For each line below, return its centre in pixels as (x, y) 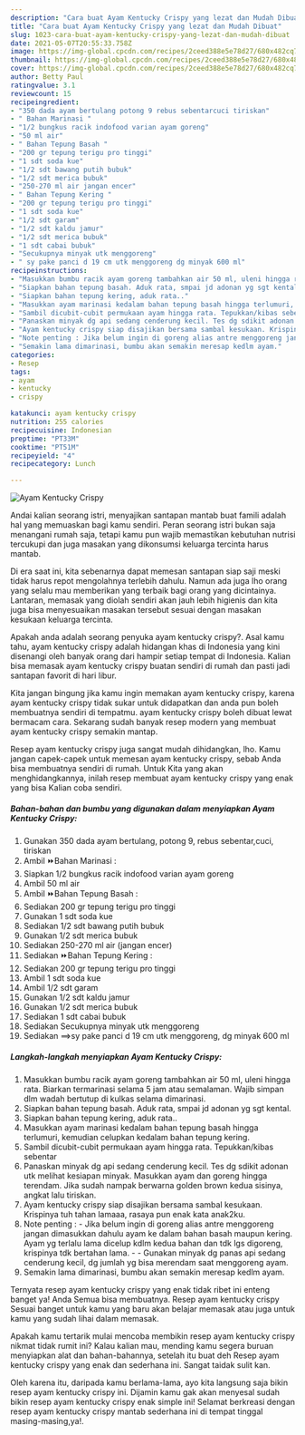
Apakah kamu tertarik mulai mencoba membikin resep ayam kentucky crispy (152, 1336)
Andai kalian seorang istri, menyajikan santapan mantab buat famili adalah (148, 515)
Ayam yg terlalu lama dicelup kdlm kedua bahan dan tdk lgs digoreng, (153, 1244)
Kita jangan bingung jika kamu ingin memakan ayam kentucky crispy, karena (152, 693)
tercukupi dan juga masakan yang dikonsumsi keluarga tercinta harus (140, 544)
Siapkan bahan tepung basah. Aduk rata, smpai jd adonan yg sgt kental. (157, 1109)
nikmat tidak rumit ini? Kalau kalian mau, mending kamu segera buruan (142, 1346)
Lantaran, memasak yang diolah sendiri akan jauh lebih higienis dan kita (144, 600)
